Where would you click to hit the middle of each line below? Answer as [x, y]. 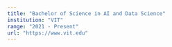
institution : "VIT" [35, 20]
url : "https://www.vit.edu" [48, 33]
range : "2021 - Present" [43, 26]
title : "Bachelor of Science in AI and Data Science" [87, 13]
